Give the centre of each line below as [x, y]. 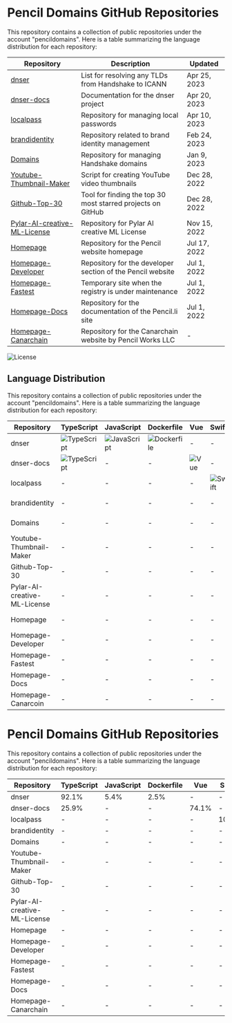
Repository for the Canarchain [129, 331]
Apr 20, [199, 95]
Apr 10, [199, 115]
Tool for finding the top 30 [123, 194]
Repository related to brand [125, 135]
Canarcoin [27, 703]
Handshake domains [114, 163]
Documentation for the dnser [127, 95]
